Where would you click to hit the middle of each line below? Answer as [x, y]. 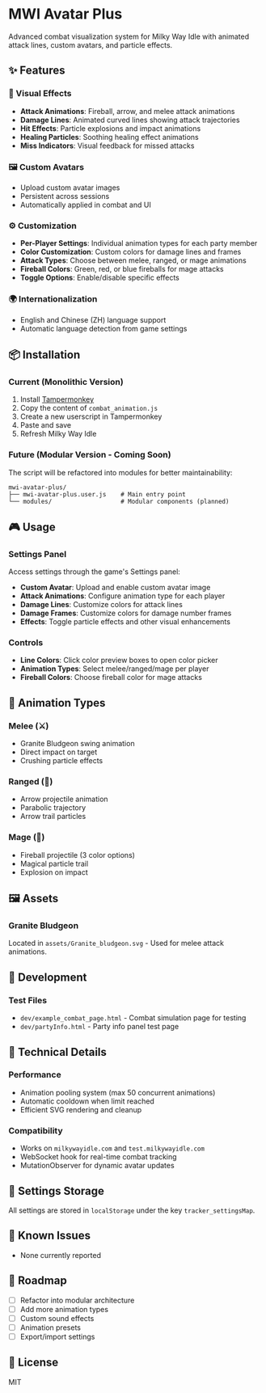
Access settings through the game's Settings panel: [94, 572]
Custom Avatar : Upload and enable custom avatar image [115, 588]
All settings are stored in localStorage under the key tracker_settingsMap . [132, 1210]
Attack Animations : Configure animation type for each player [122, 596]
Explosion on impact [54, 872]
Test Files [27, 1000]
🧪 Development [48, 977]
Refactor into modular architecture [77, 1300]
